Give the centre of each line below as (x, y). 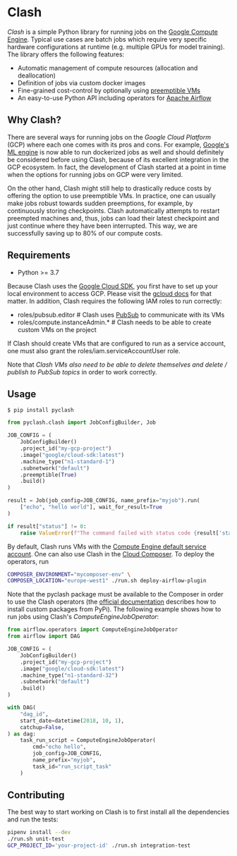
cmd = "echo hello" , (60, 747)
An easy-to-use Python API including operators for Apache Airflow (114, 98)
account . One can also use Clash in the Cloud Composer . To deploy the (111, 554)
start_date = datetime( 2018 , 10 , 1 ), (72, 721)
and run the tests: (33, 819)
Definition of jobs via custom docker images (81, 82)
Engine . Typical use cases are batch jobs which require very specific (107, 39)
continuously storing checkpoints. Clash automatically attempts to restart (114, 210)
